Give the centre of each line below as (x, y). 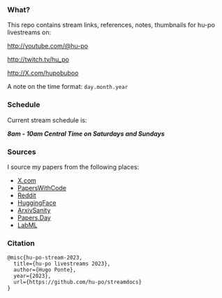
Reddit (27, 195)
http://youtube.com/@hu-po (48, 46)
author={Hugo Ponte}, (45, 270)
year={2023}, (32, 276)
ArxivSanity (34, 210)
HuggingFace (37, 203)
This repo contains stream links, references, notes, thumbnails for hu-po (111, 25)
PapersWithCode (42, 187)
